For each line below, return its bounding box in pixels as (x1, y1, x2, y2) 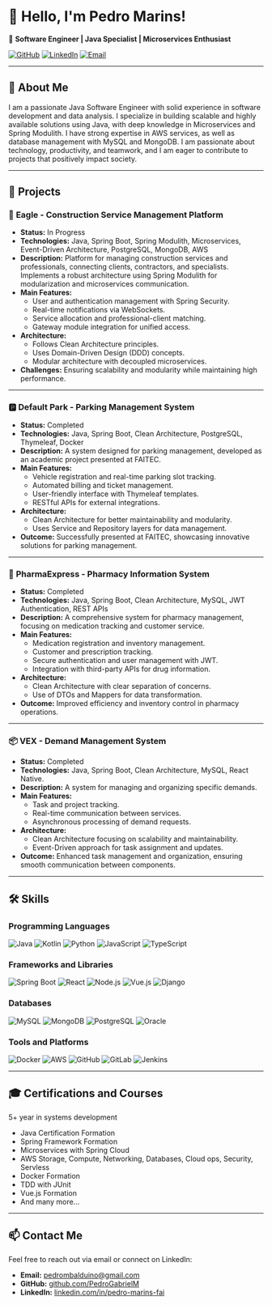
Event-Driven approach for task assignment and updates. (32, 843, 224, 852)
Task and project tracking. (32, 800, 120, 810)
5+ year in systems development (8, 1112, 117, 1122)
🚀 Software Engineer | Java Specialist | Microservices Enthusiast (8, 34, 232, 44)
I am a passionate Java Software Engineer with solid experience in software (8, 102, 261, 112)
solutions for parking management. (19, 540, 138, 550)
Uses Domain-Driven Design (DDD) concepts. (32, 348, 185, 358)
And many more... (19, 1197, 80, 1206)
